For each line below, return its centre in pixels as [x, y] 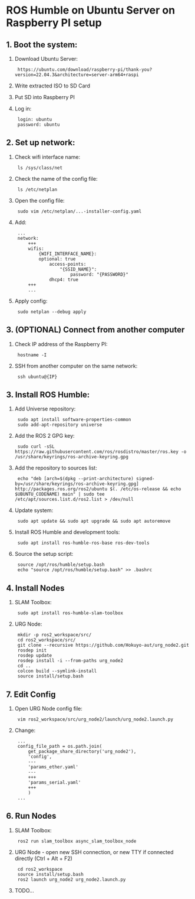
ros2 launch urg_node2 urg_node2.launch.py [72, 880]
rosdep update [35, 656]
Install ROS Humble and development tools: [67, 532]
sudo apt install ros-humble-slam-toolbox [70, 613]
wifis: [36, 249]
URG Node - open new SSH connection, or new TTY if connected [94, 852]
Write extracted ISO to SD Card [52, 86]
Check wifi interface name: [47, 157]
